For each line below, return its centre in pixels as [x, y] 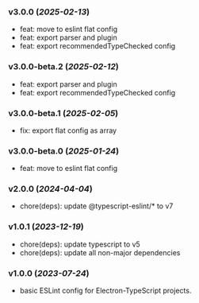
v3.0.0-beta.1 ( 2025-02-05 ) [63, 113]
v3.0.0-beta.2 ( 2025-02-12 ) [63, 67]
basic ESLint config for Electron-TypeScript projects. [105, 291]
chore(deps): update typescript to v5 [80, 244]
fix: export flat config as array [68, 130]
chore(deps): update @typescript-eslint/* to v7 [96, 206]
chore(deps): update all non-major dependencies [100, 252]
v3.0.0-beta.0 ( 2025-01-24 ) [64, 151]
